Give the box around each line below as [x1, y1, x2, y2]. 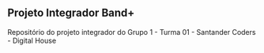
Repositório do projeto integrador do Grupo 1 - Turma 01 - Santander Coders [7, 27, 256, 36]
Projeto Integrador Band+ [7, 6, 135, 20]
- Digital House [7, 36, 57, 45]
